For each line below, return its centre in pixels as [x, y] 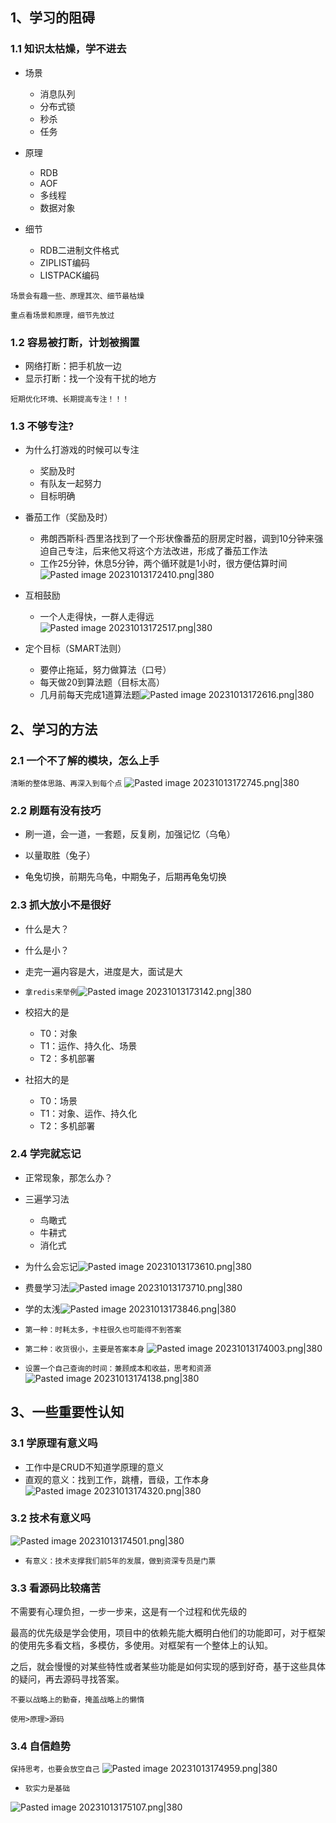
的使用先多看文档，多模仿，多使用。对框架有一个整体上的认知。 [141, 1645]
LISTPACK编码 [69, 275]
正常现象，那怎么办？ [68, 1177]
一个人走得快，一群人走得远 [97, 617]
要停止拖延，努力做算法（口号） [105, 670]
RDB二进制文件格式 [79, 250]
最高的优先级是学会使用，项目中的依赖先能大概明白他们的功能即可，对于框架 [168, 1633]
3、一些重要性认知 [67, 1412]
